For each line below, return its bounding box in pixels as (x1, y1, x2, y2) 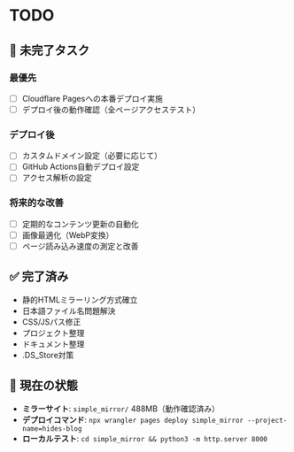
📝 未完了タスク (9, 42, 90, 57)
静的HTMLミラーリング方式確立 (21, 294, 138, 305)
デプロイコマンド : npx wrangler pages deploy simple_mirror (21, 414, 244, 425)
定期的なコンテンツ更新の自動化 (21, 218, 139, 229)
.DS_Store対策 (21, 349, 74, 360)
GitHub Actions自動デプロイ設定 (21, 161, 140, 172)
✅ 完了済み (9, 269, 69, 284)
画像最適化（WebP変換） (21, 229, 114, 240)
